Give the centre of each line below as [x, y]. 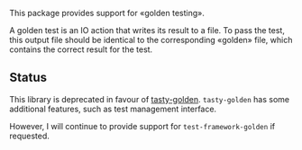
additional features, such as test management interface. [113, 109]
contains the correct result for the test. [81, 49]
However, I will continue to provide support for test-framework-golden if [142, 126]
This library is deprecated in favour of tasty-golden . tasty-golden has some [150, 99]
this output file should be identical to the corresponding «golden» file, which [151, 40]
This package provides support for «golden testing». [107, 13]
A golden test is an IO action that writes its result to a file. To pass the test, [147, 30]
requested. [29, 136]
